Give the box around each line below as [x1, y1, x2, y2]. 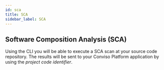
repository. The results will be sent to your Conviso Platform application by [5, 53, 159, 60]
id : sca [5, 7, 22, 12]
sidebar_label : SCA [5, 16, 46, 21]
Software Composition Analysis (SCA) [5, 35, 127, 43]
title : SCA [5, 12, 28, 17]
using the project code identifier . [5, 59, 73, 65]
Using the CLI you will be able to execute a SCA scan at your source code [5, 48, 157, 54]
